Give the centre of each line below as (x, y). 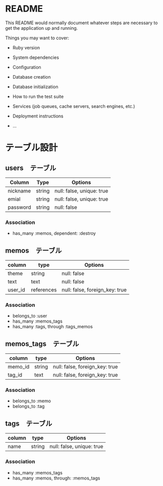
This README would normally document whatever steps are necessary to (81, 23)
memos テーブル (33, 250)
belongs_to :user (30, 316)
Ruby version (26, 47)
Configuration (27, 67)
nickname (19, 191)
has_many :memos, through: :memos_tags (56, 478)
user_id (16, 290)
